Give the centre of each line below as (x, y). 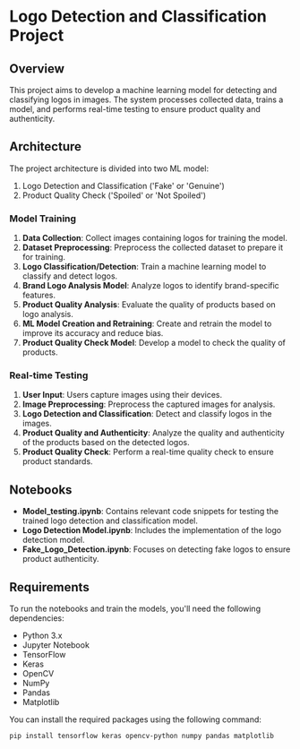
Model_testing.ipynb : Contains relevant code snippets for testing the (150, 512)
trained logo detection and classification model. (110, 521)
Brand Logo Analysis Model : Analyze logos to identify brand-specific (150, 286)
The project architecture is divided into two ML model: (109, 168)
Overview (37, 69)
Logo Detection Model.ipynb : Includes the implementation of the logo (152, 530)
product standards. (57, 461)
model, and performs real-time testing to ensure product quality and (135, 109)
